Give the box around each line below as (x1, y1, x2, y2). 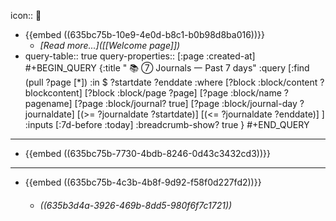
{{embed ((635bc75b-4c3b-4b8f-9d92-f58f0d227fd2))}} (24, 176, 262, 188)
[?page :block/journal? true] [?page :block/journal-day (74, 98, 298, 109)
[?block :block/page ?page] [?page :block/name (84, 87, 282, 99)
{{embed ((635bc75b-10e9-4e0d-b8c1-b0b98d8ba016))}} (24, 29, 265, 40)
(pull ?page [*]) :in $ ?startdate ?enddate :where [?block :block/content (24, 76, 318, 88)
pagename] (24, 98, 73, 109)
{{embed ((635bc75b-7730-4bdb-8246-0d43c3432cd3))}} (24, 148, 271, 159)
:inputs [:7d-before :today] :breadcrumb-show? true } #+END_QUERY (24, 119, 310, 130)
